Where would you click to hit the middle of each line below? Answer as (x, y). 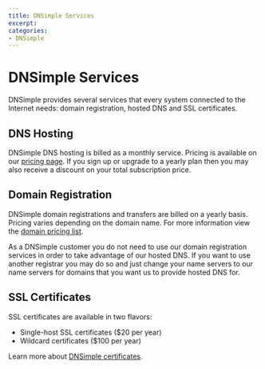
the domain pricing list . (46, 231)
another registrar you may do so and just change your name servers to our (131, 263)
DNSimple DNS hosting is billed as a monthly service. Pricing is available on (132, 152)
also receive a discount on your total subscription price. (100, 170)
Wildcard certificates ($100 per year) (81, 340)
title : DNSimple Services (51, 16)
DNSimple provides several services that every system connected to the (127, 100)
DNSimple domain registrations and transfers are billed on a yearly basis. (128, 214)
